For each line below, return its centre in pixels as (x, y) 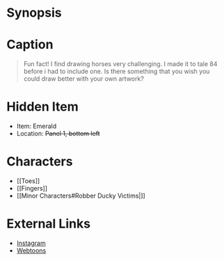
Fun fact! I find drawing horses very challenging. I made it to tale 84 (120, 64)
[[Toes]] (28, 181)
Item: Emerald (37, 126)
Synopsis (34, 13)
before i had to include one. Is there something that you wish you (117, 72)
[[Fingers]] (32, 188)
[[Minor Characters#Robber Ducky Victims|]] (81, 196)
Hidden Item (43, 107)
